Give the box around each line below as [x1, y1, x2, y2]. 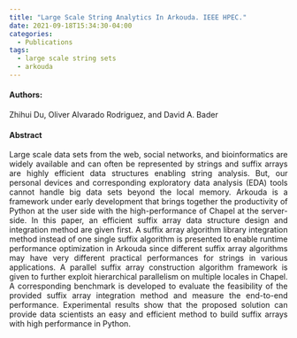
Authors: [9, 89, 42, 100]
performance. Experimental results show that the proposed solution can [9, 300, 288, 311]
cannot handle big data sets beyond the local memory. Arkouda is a [9, 187, 288, 197]
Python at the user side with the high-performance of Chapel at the [9, 205, 259, 217]
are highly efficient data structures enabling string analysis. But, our [9, 168, 288, 179]
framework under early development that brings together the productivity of [9, 196, 288, 207]
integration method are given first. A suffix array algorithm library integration [9, 225, 288, 235]
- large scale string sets [17, 54, 117, 63]
